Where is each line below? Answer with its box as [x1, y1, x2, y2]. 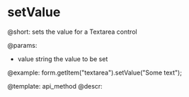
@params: [7, 41, 38, 49]
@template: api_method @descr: [7, 82, 103, 90]
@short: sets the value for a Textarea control [7, 27, 137, 36]
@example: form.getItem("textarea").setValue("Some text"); [7, 68, 183, 77]
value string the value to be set [17, 54, 108, 63]
